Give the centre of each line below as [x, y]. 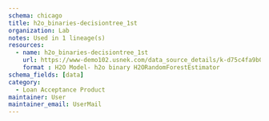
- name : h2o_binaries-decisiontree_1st [82, 53]
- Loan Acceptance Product [60, 90]
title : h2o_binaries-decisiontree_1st [73, 23]
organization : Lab [39, 30]
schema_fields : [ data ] [46, 75]
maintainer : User [37, 97]
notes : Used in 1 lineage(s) [57, 38]
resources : [26, 45]
